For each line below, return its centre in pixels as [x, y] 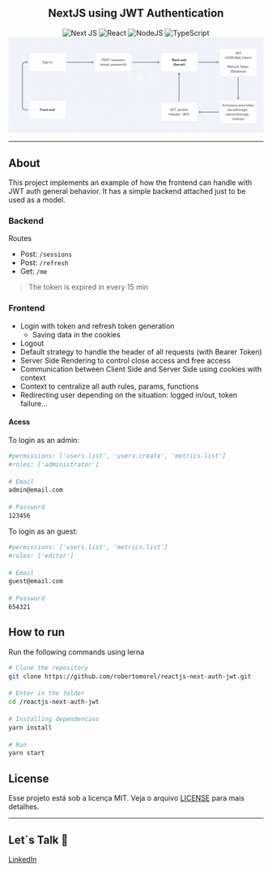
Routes [20, 238]
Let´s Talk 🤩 [38, 840]
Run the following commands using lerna [76, 651]
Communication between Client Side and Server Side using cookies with [140, 369]
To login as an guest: [43, 531]
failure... [34, 403]
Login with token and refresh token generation [97, 326]
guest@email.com [36, 582]
